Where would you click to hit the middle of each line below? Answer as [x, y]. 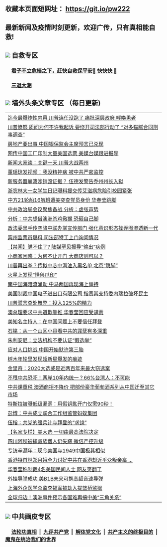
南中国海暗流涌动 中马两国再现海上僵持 [53, 284]
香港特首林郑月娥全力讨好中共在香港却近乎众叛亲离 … [70, 460]
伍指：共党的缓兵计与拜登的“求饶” [47, 422]
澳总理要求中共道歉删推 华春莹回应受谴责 [56, 312]
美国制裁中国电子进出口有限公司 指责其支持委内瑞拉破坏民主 [78, 293]
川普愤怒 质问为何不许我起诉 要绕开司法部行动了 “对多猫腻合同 [80, 127]
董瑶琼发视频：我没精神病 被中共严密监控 [56, 172]
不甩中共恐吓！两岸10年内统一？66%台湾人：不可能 [69, 377]
